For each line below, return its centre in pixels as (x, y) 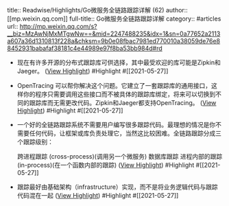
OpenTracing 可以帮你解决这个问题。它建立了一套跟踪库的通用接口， (114, 85)
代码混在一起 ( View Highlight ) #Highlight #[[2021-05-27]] (98, 195)
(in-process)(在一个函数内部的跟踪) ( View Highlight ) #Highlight (106, 165)
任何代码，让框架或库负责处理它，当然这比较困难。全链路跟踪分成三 (125, 133)
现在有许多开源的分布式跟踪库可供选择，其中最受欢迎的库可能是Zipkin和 (119, 62)
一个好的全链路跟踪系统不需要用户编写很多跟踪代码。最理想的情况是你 (116, 125)
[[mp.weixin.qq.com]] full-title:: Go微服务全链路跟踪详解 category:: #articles (114, 19)
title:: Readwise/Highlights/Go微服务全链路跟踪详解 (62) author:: (98, 10)
